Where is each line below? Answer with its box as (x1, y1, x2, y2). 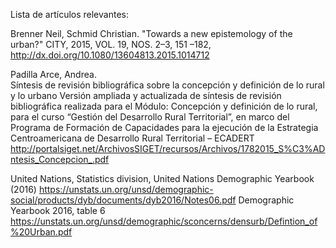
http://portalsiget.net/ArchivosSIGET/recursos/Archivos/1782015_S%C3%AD (10, 143, 326, 154)
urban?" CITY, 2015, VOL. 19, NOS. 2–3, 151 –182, (10, 39, 212, 50)
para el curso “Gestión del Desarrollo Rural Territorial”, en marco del (10, 111, 290, 123)
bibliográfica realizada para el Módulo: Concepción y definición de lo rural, (10, 100, 318, 112)
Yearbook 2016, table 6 (10, 205, 106, 216)
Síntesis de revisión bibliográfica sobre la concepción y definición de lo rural (10, 79, 325, 91)
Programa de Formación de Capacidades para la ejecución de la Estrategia (10, 122, 319, 133)
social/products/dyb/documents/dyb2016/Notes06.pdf (10, 194, 237, 206)
